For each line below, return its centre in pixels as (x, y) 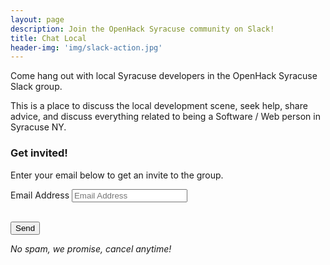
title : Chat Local (48, 38)
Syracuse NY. (38, 127)
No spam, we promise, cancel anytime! (91, 248)
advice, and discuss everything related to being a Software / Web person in (165, 117)
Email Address (40, 195)
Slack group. (36, 87)
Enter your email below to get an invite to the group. (117, 175)
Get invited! (39, 153)
